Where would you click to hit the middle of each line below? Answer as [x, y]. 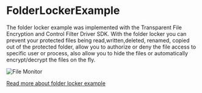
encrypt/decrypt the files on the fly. [51, 60]
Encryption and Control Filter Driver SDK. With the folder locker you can [96, 33]
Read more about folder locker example [56, 83]
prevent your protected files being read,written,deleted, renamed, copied [98, 40]
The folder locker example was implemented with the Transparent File [94, 27]
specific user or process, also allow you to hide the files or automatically [97, 53]
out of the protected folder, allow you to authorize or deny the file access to [101, 47]
